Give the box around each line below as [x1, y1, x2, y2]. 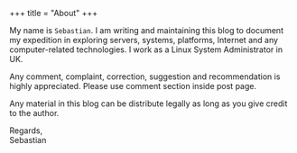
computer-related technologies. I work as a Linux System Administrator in [9, 44, 283, 55]
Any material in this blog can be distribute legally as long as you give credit [9, 98, 288, 109]
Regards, [9, 125, 43, 136]
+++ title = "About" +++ [9, 8, 98, 18]
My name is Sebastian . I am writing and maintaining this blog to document [9, 25, 284, 35]
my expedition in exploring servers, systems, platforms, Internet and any [9, 35, 278, 45]
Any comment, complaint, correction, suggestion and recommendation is [9, 71, 281, 82]
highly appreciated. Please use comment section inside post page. [9, 81, 257, 91]
